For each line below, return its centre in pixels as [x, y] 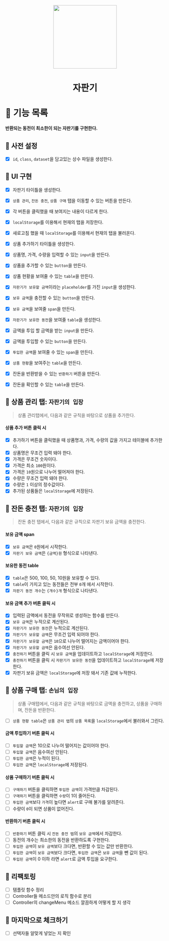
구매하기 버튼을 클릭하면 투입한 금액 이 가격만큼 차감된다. [66, 790]
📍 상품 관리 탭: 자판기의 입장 [44, 402]
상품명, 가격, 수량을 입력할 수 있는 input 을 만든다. [61, 255]
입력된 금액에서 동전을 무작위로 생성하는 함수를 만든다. [66, 615]
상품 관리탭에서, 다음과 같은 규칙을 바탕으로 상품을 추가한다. [76, 415]
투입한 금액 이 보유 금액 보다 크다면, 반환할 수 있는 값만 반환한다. [73, 846]
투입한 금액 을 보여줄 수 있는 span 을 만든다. [53, 352]
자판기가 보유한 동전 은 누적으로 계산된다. [51, 628]
